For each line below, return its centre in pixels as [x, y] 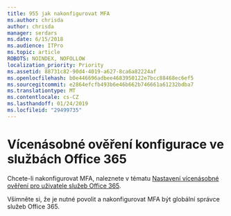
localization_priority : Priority [55, 65]
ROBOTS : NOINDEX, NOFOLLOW [46, 59]
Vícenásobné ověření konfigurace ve [115, 144]
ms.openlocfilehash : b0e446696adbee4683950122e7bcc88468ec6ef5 [101, 78]
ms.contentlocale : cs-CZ [43, 98]
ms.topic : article [34, 53]
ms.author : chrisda [35, 20]
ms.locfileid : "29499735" [44, 110]
